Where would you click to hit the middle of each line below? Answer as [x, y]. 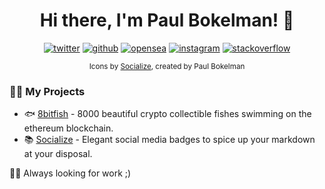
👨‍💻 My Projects [47, 91]
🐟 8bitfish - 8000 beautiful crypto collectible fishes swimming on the [167, 114]
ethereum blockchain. [68, 128]
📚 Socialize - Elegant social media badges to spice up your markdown [169, 140]
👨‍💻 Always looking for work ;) [70, 173]
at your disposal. [58, 154]
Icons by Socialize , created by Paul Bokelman [167, 66]
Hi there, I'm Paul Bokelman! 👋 [167, 20]
